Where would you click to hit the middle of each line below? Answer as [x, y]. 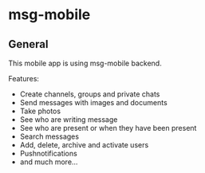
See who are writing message [69, 120]
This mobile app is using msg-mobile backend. [85, 63]
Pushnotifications [48, 153]
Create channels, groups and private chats [90, 94]
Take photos [40, 111]
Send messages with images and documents [93, 102]
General [29, 44]
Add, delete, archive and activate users [84, 145]
